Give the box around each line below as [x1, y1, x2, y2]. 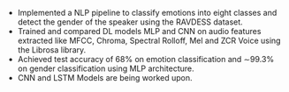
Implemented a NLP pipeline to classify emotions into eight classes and [17, 8, 278, 18]
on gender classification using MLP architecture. [17, 63, 194, 74]
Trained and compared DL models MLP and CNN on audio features [17, 26, 262, 36]
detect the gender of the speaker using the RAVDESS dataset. [17, 17, 243, 27]
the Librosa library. [17, 45, 87, 55]
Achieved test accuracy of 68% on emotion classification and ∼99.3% [17, 54, 275, 64]
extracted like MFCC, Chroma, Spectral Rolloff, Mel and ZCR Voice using [17, 35, 281, 46]
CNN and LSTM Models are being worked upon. [17, 73, 193, 82]
